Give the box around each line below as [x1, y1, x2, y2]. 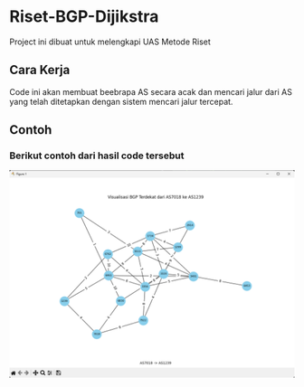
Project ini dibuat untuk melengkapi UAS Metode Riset [9, 36, 211, 47]
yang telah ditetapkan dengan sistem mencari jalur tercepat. [9, 96, 233, 107]
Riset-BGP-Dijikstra [9, 6, 159, 27]
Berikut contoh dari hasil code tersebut [9, 149, 185, 162]
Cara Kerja [9, 62, 71, 78]
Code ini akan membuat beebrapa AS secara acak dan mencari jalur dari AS [9, 86, 292, 97]
